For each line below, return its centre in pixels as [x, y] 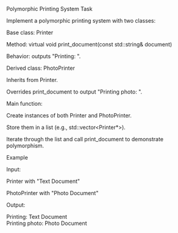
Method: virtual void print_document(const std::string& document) [89, 44]
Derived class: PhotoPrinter [41, 68]
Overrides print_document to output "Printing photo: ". [74, 92]
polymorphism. [25, 146]
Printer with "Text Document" [43, 181]
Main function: [24, 104]
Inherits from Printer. [32, 80]
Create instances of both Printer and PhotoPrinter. [69, 115]
